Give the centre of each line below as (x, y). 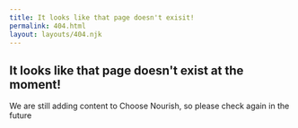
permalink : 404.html (48, 26)
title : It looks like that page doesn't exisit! (102, 17)
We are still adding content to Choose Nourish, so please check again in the (149, 106)
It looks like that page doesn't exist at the (127, 70)
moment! (35, 85)
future (21, 115)
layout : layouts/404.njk (56, 34)
